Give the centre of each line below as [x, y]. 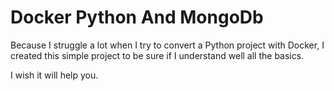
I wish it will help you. [54, 75]
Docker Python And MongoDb [137, 17]
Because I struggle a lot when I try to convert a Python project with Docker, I [167, 45]
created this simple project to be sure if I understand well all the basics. [157, 55]
